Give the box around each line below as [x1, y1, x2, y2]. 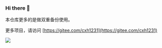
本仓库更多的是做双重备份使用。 [5, 17, 73, 23]
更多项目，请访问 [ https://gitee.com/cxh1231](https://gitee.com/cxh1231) [5, 27, 157, 33]
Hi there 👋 [5, 5, 31, 12]
